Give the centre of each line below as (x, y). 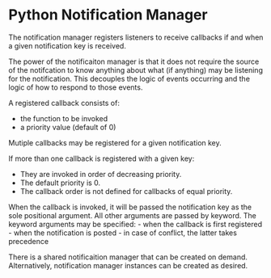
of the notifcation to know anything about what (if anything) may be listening (135, 69)
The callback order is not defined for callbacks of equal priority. (126, 191)
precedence (29, 241)
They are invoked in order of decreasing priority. (101, 174)
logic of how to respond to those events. (76, 87)
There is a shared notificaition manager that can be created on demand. (128, 257)
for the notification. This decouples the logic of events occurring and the (129, 78)
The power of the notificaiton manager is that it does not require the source (134, 61)
